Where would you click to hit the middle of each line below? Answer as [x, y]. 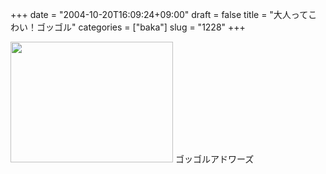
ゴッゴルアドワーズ [214, 159]
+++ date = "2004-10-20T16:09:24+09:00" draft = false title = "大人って [159, 14]
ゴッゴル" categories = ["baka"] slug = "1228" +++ [141, 27]
